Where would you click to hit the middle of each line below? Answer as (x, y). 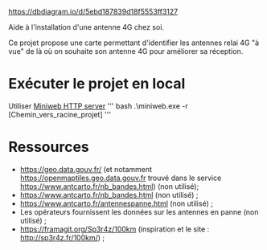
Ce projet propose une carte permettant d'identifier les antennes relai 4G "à (134, 43)
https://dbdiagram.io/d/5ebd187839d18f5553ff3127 (93, 12)
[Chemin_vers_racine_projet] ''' (60, 114)
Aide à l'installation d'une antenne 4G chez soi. (86, 27)
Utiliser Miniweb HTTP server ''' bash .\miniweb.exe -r (98, 106)
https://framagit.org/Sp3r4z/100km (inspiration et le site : (115, 229)
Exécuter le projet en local (97, 84)
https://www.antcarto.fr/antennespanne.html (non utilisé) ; (116, 203)
